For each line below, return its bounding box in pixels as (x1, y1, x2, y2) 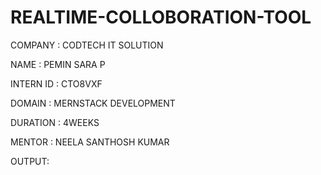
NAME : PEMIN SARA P (10, 58, 106, 70)
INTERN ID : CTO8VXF (10, 77, 103, 90)
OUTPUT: (10, 155, 50, 167)
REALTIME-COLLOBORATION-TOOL (10, 6, 312, 29)
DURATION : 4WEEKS (10, 116, 100, 128)
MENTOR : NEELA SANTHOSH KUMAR (10, 136, 170, 148)
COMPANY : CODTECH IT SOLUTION (10, 39, 164, 51)
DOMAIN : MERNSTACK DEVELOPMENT (10, 97, 176, 109)
